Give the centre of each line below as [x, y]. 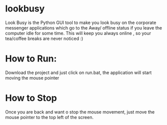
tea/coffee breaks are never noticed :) [44, 38]
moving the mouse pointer [32, 77]
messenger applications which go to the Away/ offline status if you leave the [84, 27]
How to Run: [31, 59]
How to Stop [31, 98]
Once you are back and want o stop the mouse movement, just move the [80, 112]
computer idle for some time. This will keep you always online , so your [78, 33]
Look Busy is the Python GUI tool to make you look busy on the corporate [81, 22]
